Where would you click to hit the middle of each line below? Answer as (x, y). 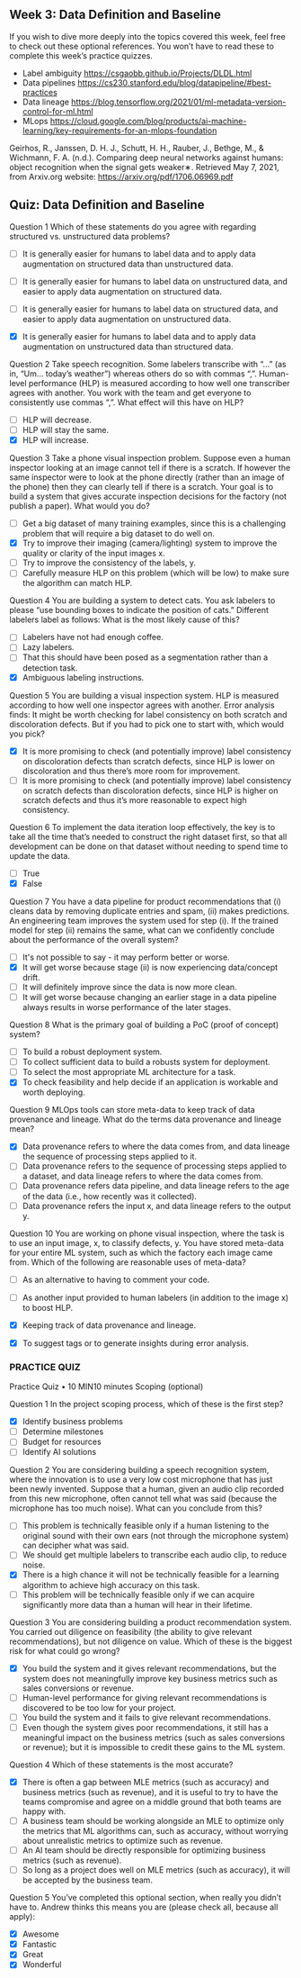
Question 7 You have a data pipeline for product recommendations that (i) (145, 901)
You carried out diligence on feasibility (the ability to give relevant (131, 1631)
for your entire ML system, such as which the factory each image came (141, 1252)
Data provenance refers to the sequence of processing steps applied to (155, 1166)
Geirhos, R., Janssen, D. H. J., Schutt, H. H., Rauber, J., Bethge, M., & (137, 148)
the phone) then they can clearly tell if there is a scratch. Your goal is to (142, 487)
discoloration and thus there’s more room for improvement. (131, 771)
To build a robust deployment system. (92, 1052)
